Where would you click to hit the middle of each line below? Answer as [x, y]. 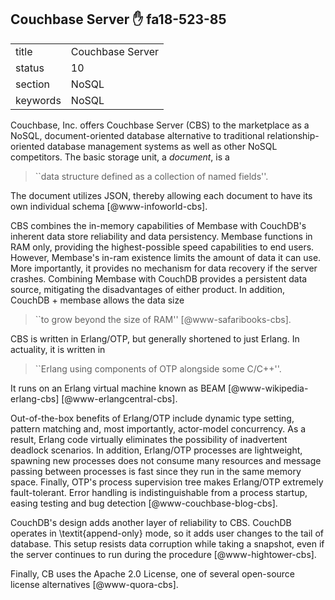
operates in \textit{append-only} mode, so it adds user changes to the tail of [167, 533]
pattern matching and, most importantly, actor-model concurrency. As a [158, 428]
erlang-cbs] [35, 398]
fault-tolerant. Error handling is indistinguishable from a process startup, [159, 492]
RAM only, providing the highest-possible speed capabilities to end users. [162, 247]
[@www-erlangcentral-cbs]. [119, 398]
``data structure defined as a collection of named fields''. [151, 176]
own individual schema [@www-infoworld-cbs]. [109, 206]
